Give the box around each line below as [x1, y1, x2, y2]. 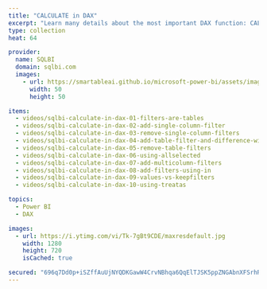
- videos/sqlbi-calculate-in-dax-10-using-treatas [15, 181, 187, 189]
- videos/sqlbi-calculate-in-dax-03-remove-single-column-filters [15, 129, 240, 138]
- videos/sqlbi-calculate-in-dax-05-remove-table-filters [15, 144, 212, 152]
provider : [8, 49, 41, 57]
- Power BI [15, 203, 52, 211]
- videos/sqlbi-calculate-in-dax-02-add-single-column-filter [15, 122, 226, 130]
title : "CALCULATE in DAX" [8, 11, 98, 20]
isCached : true [22, 254, 73, 263]
